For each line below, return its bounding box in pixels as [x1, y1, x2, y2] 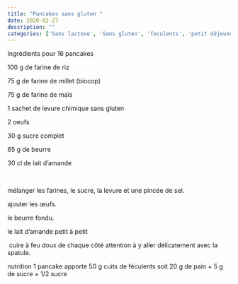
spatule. [7, 249, 31, 257]
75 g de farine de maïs [7, 90, 73, 99]
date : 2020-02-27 [7, 17, 59, 24]
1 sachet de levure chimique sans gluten [7, 104, 125, 113]
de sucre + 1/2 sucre [7, 270, 67, 278]
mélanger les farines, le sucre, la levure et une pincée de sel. [7, 187, 185, 195]
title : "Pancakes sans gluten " [7, 10, 103, 18]
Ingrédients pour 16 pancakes [7, 49, 94, 58]
